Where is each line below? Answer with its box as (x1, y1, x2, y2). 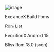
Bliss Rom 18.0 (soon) (5, 42, 48, 48)
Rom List (5, 23, 23, 29)
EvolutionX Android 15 (5, 33, 49, 38)
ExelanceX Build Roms (5, 14, 50, 19)
